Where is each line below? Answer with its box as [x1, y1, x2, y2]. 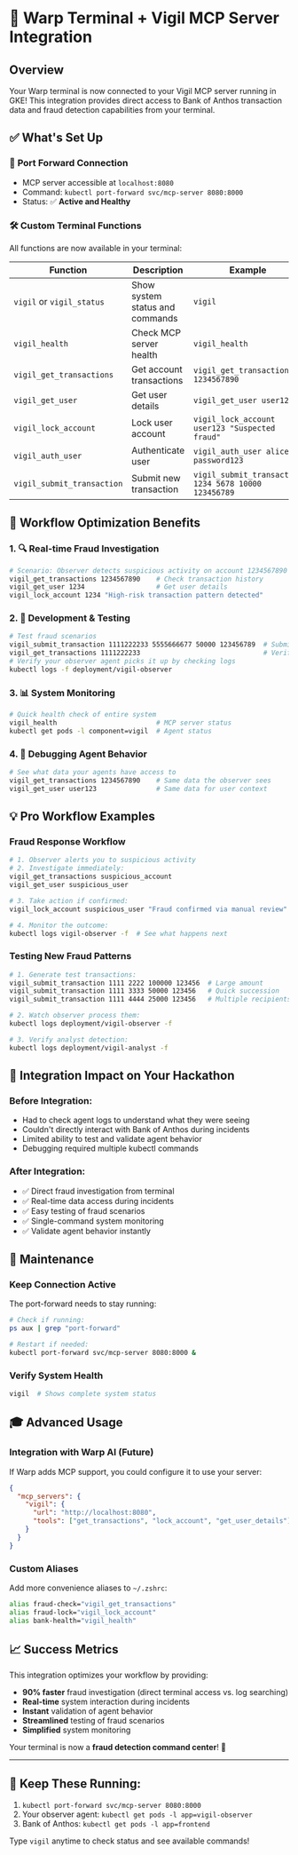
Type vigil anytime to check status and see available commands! [9, 1835, 250, 1846]
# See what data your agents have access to [9, 768, 176, 777]
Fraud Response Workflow [9, 836, 126, 847]
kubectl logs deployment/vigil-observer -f [9, 1019, 173, 1028]
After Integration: [9, 1165, 86, 1177]
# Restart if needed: [9, 1340, 90, 1349]
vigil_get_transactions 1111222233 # [9, 648, 268, 658]
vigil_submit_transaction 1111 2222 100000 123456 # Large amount [9, 979, 264, 987]
